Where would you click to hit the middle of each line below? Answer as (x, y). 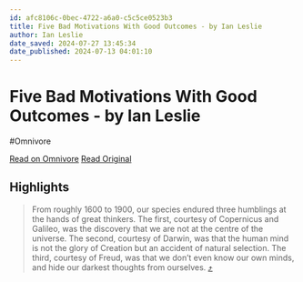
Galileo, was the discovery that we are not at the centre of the (147, 228)
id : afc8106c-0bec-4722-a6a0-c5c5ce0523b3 (91, 18)
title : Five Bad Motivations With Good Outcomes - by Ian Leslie (136, 26)
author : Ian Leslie (46, 35)
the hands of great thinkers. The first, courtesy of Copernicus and (155, 218)
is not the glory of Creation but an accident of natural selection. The (159, 247)
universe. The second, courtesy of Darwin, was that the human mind (160, 238)
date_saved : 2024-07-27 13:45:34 (73, 43)
